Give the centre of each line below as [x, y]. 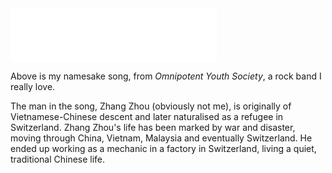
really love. [33, 86]
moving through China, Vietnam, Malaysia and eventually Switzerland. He [161, 138]
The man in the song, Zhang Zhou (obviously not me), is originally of [151, 106]
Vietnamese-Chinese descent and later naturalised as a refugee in [147, 116]
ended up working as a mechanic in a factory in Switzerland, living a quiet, [163, 148]
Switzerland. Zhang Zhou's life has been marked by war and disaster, [153, 127]
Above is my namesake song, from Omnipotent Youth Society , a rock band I [166, 76]
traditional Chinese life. [58, 159]
